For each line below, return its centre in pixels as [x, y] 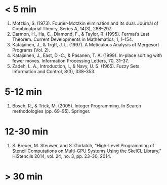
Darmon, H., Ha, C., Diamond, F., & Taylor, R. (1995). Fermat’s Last [81, 34]
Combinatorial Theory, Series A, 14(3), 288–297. [62, 28]
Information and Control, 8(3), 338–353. [54, 71]
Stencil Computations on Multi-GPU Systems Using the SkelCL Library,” [87, 151]
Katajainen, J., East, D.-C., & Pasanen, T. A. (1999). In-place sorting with [87, 55]
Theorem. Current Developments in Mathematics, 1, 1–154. [73, 39]
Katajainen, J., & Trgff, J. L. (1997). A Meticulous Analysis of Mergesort [86, 44]
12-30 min [27, 132]
